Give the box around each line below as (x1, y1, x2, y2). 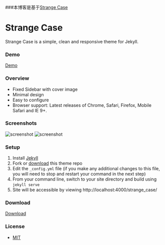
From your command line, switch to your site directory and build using (12, 176, 156, 182)
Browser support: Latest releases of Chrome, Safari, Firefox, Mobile (12, 102, 151, 108)
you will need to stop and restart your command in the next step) (12, 171, 146, 177)
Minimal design (12, 91, 44, 97)
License (5, 223, 25, 230)
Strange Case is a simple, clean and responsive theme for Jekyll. (5, 38, 138, 44)
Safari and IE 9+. (12, 107, 47, 113)
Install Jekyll (12, 155, 38, 161)
